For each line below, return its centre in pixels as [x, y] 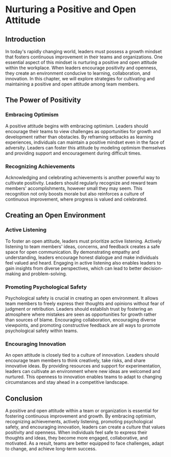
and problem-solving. [44, 274]
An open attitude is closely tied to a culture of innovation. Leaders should [82, 355]
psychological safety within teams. [42, 331]
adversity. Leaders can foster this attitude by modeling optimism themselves [86, 147]
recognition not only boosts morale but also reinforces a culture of [75, 193]
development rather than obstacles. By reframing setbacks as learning [79, 137]
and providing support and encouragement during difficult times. [74, 153]
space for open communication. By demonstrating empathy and [72, 252]
